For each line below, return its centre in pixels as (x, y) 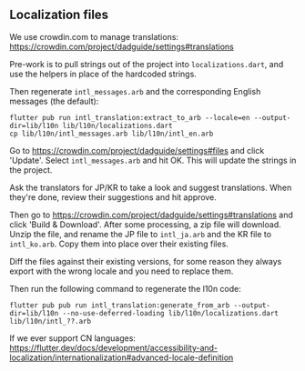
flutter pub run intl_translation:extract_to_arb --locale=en (130, 117)
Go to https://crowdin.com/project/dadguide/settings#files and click (137, 150)
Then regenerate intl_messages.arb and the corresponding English (135, 91)
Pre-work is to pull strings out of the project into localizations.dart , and (147, 64)
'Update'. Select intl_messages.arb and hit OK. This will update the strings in (153, 160)
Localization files (59, 15)
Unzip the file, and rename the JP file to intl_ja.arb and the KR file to (140, 234)
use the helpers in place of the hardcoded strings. (103, 74)
